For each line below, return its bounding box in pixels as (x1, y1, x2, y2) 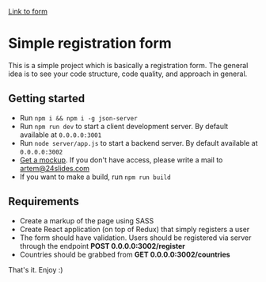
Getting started (8, 92, 85, 105)
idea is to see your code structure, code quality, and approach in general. (8, 69, 248, 78)
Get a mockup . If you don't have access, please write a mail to (19, 154, 223, 165)
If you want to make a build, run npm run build (19, 172, 172, 181)
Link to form (8, 7, 47, 16)
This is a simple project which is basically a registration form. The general (8, 60, 249, 70)
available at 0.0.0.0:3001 (19, 130, 102, 139)
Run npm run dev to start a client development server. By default (19, 121, 229, 131)
